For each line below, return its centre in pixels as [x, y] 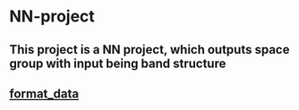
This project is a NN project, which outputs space [149, 50]
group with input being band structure [118, 63]
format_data [44, 93]
